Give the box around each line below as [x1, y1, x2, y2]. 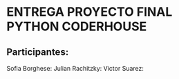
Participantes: [6, 46, 69, 58]
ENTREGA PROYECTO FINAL [6, 4, 173, 20]
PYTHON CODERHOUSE [6, 19, 147, 34]
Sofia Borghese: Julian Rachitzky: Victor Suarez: [6, 65, 144, 72]
